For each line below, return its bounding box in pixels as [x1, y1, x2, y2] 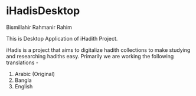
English [14, 82, 33, 90]
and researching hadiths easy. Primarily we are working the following [6, 52, 174, 59]
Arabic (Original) [14, 70, 55, 77]
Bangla [14, 77, 32, 84]
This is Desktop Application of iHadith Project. [6, 35, 118, 42]
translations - [6, 59, 39, 66]
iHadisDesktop [6, 4, 80, 18]
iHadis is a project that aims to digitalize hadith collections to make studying [6, 46, 191, 54]
